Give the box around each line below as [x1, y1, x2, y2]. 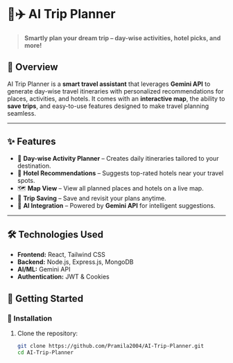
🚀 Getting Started [7, 292, 84, 304]
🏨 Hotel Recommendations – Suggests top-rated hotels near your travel [17, 168, 224, 177]
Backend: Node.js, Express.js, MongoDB [17, 258, 134, 266]
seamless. [7, 109, 37, 117]
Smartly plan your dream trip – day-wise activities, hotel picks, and [24, 33, 221, 42]
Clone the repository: [17, 329, 78, 337]
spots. [17, 176, 36, 184]
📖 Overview [7, 61, 58, 73]
